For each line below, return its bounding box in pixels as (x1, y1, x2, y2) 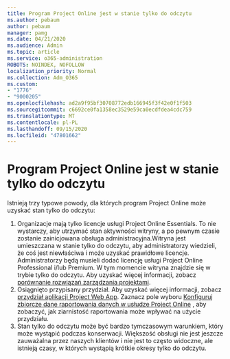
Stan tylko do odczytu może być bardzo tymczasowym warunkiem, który (16, 322, 224, 331)
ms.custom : (7, 81, 38, 88)
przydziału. (16, 315, 49, 323)
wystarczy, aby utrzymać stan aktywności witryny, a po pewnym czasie (16, 227, 220, 235)
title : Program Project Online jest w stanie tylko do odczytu (7, 10, 192, 17)
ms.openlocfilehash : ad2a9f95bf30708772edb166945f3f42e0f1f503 (7, 100, 192, 107)
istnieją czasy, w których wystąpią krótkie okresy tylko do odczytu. (16, 344, 207, 352)
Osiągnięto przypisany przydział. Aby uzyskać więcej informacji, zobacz (16, 285, 222, 294)
